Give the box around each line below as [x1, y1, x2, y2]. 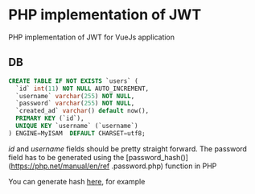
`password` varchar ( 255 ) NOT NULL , [15, 99, 135, 108]
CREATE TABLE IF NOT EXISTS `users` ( [8, 76, 138, 85]
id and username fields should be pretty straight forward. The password [8, 143, 248, 154]
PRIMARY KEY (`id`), [15, 114, 84, 122]
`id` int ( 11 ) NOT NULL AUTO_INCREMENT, [15, 85, 150, 93]
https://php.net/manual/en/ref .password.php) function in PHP [10, 161, 217, 171]
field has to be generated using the [8, 152, 125, 162]
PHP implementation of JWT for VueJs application [8, 32, 175, 42]
